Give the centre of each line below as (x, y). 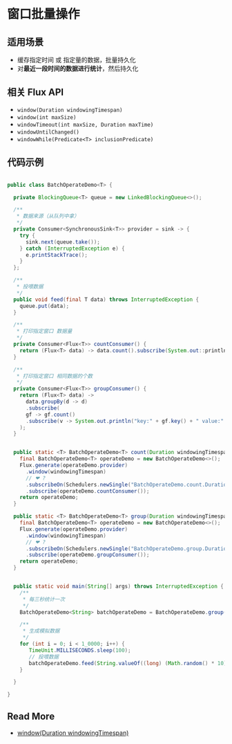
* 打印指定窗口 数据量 (44, 332)
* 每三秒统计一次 (44, 599)
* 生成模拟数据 (41, 631)
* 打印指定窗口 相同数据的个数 (55, 376)
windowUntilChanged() (48, 132)
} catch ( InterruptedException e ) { (72, 248)
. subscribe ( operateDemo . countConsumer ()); (87, 491)
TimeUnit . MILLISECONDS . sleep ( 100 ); (80, 650)
